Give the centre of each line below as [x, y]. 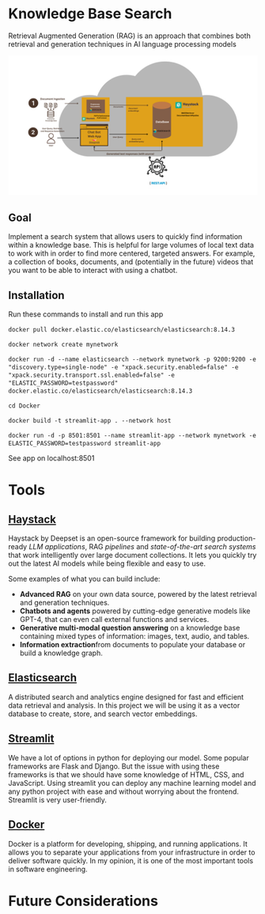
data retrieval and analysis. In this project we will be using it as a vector [124, 705]
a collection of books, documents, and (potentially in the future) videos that [131, 262]
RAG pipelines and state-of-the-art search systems [172, 547]
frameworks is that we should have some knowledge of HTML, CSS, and [126, 774]
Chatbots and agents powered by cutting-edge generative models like [135, 611]
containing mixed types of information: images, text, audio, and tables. [134, 636]
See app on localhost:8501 [51, 458]
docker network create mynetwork [63, 345]
